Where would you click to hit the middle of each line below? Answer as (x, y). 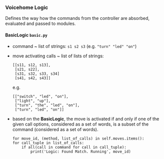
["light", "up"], (33, 101)
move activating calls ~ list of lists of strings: (58, 56)
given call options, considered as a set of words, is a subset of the (80, 124)
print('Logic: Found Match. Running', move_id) (81, 152)
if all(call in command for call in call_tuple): (74, 147)
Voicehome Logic (27, 7)
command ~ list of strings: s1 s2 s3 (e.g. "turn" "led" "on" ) (75, 46)
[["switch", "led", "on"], (40, 96)
